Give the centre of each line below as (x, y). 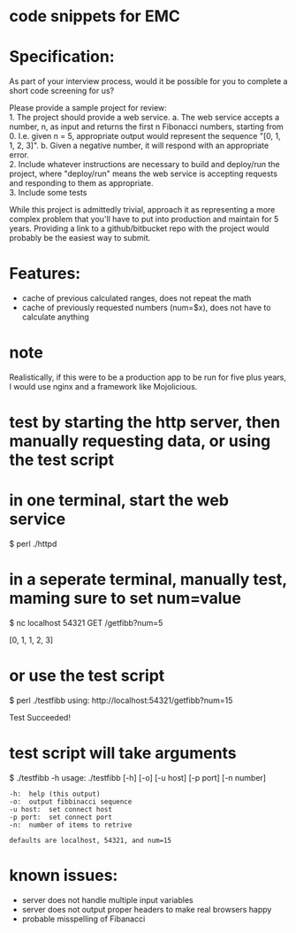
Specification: (62, 57)
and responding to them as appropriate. (81, 183)
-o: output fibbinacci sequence (71, 802)
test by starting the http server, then (145, 423)
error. (19, 155)
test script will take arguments (123, 753)
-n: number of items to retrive (71, 825)
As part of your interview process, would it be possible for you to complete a (148, 81)
